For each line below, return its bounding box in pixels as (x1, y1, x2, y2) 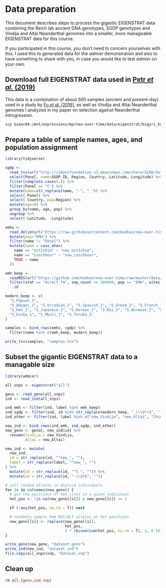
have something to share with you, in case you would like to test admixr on (5, 56, 157, 61)
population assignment (5, 143, 78, 152)
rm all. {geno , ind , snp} (5, 578, 52, 583)
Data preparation (5, 3, 76, 15)
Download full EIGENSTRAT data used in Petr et (5, 75, 154, 84)
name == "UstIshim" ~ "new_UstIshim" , (14, 248, 94, 253)
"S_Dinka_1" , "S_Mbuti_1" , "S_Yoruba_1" (9, 312, 94, 317)
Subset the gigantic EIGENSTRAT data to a (5, 353, 138, 361)
